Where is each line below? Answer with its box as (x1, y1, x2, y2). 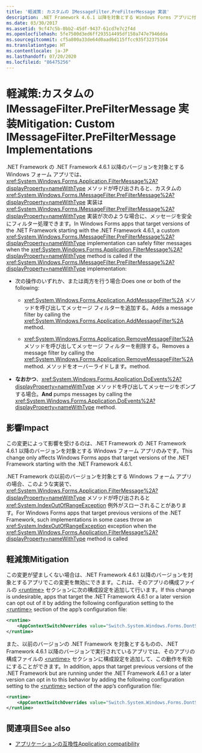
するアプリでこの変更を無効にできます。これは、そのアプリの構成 (16, 579, 180, 586)
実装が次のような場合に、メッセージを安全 (87, 213, 192, 220)
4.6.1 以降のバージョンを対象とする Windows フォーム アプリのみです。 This (6, 447, 193, 454)
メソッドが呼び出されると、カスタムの (87, 184, 182, 192)
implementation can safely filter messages (87, 240, 192, 247)
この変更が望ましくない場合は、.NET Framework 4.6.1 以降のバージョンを (6, 572, 188, 579)
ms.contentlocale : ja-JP (6, 48, 69, 54)
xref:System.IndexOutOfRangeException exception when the (6, 522, 157, 529)
